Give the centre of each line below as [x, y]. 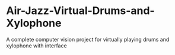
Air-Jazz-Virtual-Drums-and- [81, 11]
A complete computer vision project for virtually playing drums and [88, 39]
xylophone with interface [36, 46]
